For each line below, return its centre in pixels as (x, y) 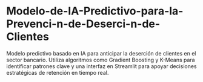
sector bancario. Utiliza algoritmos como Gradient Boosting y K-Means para (101, 60)
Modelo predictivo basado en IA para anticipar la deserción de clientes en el (101, 53)
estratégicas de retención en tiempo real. (58, 72)
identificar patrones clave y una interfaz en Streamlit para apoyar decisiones (101, 66)
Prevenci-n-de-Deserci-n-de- (83, 24)
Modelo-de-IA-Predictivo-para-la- (95, 11)
